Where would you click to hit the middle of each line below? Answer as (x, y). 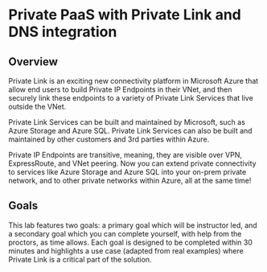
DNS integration (63, 32)
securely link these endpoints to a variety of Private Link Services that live (131, 98)
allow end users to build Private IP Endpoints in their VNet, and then (120, 89)
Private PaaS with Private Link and (125, 15)
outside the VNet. (37, 107)
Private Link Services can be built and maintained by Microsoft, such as (127, 122)
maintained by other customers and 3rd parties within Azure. (109, 139)
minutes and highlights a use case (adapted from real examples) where (126, 250)
